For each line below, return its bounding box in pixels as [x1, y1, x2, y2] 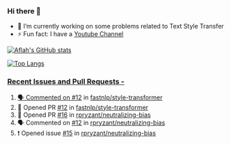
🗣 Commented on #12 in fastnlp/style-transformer [17, 93, 163, 102]
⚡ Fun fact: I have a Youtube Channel [17, 30, 124, 38]
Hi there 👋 [7, 6, 42, 16]
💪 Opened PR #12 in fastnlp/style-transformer [17, 103, 148, 111]
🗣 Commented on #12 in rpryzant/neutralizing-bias [17, 118, 166, 127]
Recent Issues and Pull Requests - [7, 77, 125, 86]
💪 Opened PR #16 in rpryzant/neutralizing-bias [17, 111, 151, 119]
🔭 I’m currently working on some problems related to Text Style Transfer [17, 22, 224, 31]
